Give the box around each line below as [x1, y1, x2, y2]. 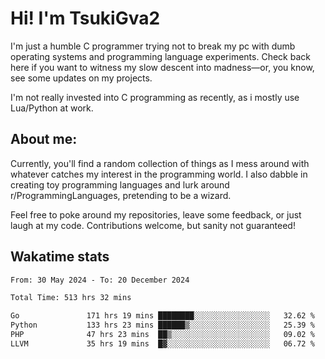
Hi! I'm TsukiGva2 [10, 7, 161, 30]
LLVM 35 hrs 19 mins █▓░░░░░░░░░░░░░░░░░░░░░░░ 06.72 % [10, 338, 315, 349]
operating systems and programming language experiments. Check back [10, 50, 311, 62]
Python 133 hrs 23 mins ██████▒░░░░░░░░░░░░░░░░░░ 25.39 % [10, 320, 315, 331]
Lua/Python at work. [10, 102, 94, 114]
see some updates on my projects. [10, 72, 153, 84]
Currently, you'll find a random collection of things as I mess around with [10, 157, 310, 169]
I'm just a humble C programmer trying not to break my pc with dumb [10, 40, 296, 52]
